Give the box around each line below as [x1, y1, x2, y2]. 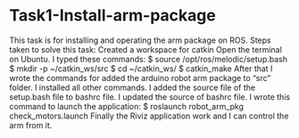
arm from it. [9, 119, 53, 130]
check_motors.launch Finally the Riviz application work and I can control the [9, 110, 289, 121]
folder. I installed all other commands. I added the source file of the [9, 82, 256, 93]
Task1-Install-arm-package [9, 5, 216, 26]
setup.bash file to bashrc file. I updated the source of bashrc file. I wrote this [9, 91, 291, 102]
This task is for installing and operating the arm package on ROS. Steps [9, 35, 271, 45]
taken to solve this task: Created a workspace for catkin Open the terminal [9, 44, 283, 54]
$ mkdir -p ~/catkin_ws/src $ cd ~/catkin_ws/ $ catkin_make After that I [9, 63, 273, 74]
